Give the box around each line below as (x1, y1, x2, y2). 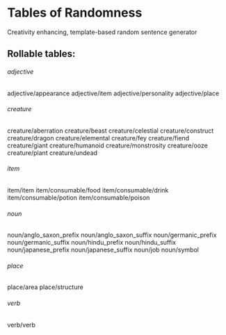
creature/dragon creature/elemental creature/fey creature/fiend (7, 133, 190, 142)
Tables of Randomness (7, 5, 143, 21)
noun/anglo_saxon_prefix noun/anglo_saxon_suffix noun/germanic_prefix (7, 231, 217, 239)
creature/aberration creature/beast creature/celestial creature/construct (7, 126, 214, 135)
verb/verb (7, 320, 36, 329)
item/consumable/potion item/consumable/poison (7, 193, 150, 202)
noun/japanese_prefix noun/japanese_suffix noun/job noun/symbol (7, 245, 200, 254)
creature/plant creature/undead (7, 148, 98, 157)
